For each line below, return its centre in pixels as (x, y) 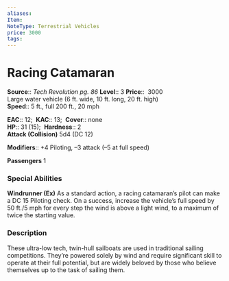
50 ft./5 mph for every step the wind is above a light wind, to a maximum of (113, 208)
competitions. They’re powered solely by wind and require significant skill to (114, 255)
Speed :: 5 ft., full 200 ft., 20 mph (53, 106)
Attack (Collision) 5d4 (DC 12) (50, 134)
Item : (15, 20)
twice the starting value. (41, 215)
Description (27, 233)
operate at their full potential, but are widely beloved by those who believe (112, 262)
